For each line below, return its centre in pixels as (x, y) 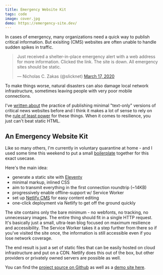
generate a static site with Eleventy (47, 177)
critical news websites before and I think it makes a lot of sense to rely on (79, 111)
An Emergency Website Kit (47, 136)
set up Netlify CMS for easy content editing (55, 198)
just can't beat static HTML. (33, 121)
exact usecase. (20, 158)
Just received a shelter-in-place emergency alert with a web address (86, 57)
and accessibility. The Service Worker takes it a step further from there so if (81, 228)
